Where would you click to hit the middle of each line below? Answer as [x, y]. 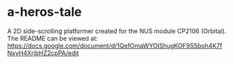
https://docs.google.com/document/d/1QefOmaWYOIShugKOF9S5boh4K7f [115, 45]
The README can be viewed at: [53, 38]
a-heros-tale [45, 12]
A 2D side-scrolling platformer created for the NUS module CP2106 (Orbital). [117, 31]
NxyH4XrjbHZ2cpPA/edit [43, 53]
